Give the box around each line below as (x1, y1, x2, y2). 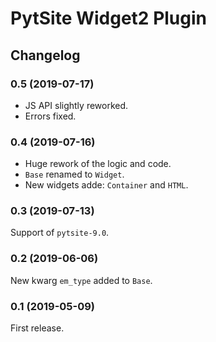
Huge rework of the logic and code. (24, 158, 172, 170)
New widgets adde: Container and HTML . (24, 179, 189, 191)
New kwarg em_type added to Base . (10, 274, 153, 286)
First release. (10, 322, 65, 334)
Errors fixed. (24, 110, 77, 122)
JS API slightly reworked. (24, 99, 129, 111)
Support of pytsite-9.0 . (10, 227, 110, 239)
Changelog (10, 47, 81, 64)
